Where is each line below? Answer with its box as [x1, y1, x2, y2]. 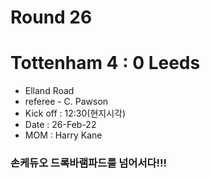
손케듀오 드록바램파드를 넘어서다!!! [10, 156, 168, 170]
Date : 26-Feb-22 [24, 119, 97, 131]
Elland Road [24, 85, 75, 97]
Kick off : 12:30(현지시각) [24, 107, 127, 120]
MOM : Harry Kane [24, 129, 103, 141]
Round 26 [10, 6, 93, 29]
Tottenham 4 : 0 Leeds [10, 52, 201, 75]
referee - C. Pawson [24, 96, 109, 108]
